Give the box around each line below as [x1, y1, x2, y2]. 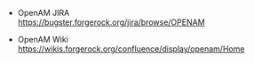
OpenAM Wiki [17, 35, 69, 44]
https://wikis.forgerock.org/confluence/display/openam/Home [17, 43, 245, 54]
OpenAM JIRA [17, 8, 70, 18]
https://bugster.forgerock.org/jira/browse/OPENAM [17, 17, 206, 28]
